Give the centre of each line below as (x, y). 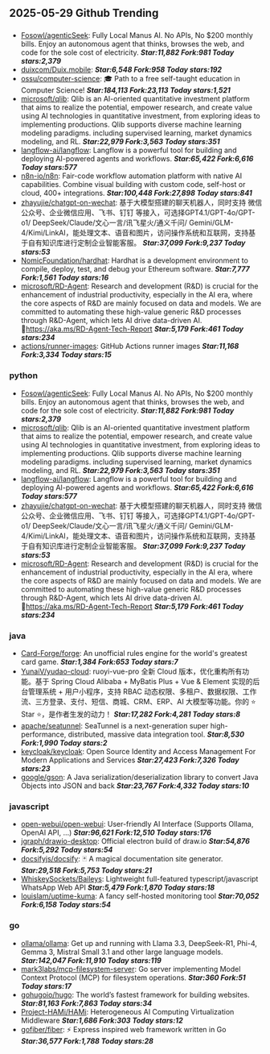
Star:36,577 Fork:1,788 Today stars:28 (87, 1041)
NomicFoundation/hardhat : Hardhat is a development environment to (134, 260)
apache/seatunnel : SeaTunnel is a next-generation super (115, 725)
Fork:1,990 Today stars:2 (64, 743)
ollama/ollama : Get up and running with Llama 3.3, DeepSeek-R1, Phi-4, (139, 943)
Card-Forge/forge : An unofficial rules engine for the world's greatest (134, 653)
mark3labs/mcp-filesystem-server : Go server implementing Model (131, 969)
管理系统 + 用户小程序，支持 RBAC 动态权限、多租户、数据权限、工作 (142, 691)
